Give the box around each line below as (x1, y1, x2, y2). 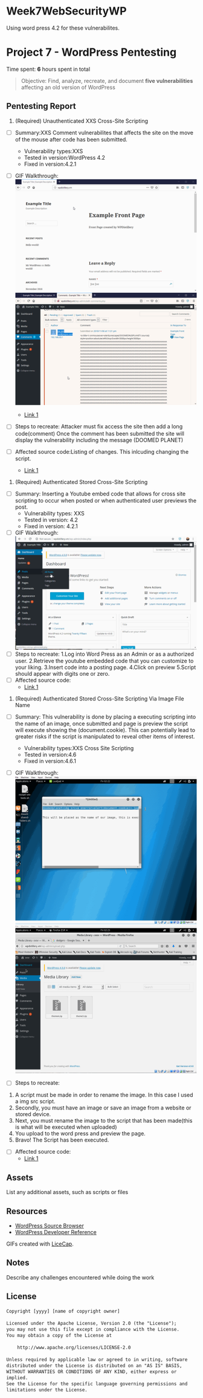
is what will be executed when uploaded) (14, 1123, 117, 1131)
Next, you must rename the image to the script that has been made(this (14, 1117, 193, 1125)
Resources (6, 1206, 48, 1217)
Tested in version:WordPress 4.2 (24, 154, 106, 161)
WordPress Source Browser (14, 1222, 85, 1229)
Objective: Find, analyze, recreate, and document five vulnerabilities (21, 77, 193, 84)
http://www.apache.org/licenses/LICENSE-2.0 (17, 1344, 131, 1350)
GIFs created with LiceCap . (6, 1240, 74, 1247)
